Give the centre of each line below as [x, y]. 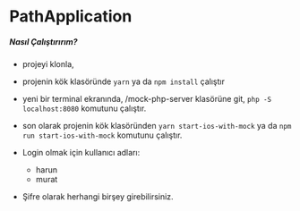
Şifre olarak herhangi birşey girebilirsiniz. [98, 197]
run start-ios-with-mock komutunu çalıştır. [102, 135]
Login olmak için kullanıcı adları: [81, 153]
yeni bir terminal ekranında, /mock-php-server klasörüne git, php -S [147, 99]
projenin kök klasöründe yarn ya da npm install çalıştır [124, 81]
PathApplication [71, 17]
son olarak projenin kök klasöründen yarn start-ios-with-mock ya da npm [157, 126]
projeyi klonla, [48, 64]
